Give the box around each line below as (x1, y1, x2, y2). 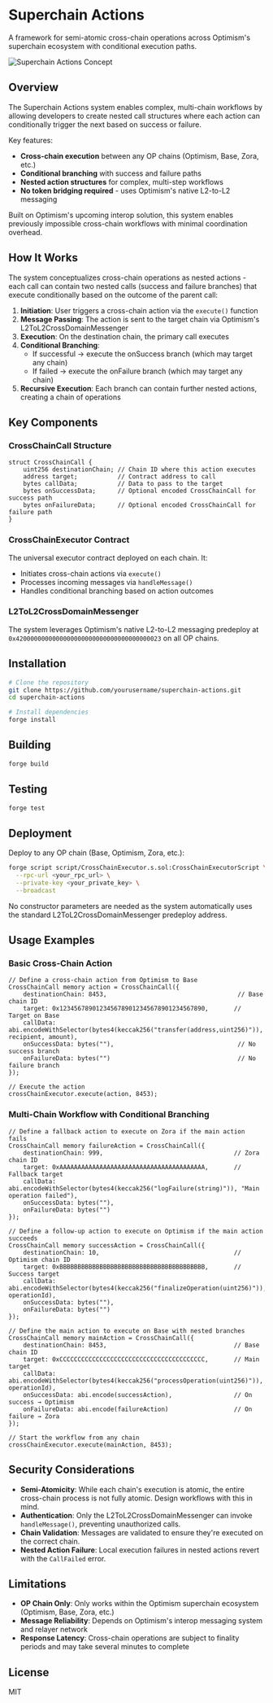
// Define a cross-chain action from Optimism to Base (8, 976, 198, 985)
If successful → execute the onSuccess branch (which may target (32, 348, 253, 359)
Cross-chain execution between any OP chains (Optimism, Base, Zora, (19, 151, 259, 160)
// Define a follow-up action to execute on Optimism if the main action (8, 1227, 264, 1235)
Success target (8, 1269, 60, 1278)
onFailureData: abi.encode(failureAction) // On (23, 1405, 253, 1413)
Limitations (8, 1577, 67, 1591)
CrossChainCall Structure (8, 439, 112, 451)
